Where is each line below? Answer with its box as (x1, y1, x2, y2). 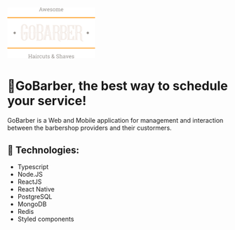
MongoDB (17, 200, 47, 208)
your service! (7, 93, 87, 109)
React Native (17, 184, 55, 193)
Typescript (17, 162, 49, 171)
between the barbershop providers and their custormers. (7, 123, 172, 133)
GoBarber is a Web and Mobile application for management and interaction (7, 116, 224, 125)
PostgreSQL (17, 192, 53, 201)
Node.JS (17, 170, 43, 178)
